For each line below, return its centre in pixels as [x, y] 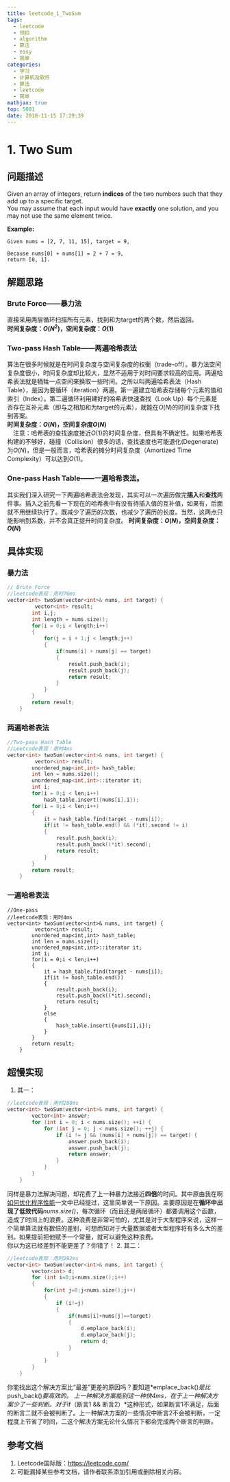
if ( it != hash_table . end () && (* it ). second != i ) [116, 825]
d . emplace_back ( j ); [108, 1335]
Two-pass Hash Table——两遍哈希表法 [72, 348]
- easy [23, 52]
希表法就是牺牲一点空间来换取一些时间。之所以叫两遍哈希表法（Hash [104, 381]
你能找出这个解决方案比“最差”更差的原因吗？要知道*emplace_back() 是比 [109, 1387]
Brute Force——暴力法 [44, 303]
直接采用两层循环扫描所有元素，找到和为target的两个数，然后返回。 [102, 319]
